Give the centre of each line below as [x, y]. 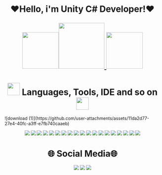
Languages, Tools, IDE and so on [89, 92]
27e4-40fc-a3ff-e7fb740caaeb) [37, 124]
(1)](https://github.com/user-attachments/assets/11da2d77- [89, 118]
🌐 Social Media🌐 [82, 154]
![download [16, 118]
